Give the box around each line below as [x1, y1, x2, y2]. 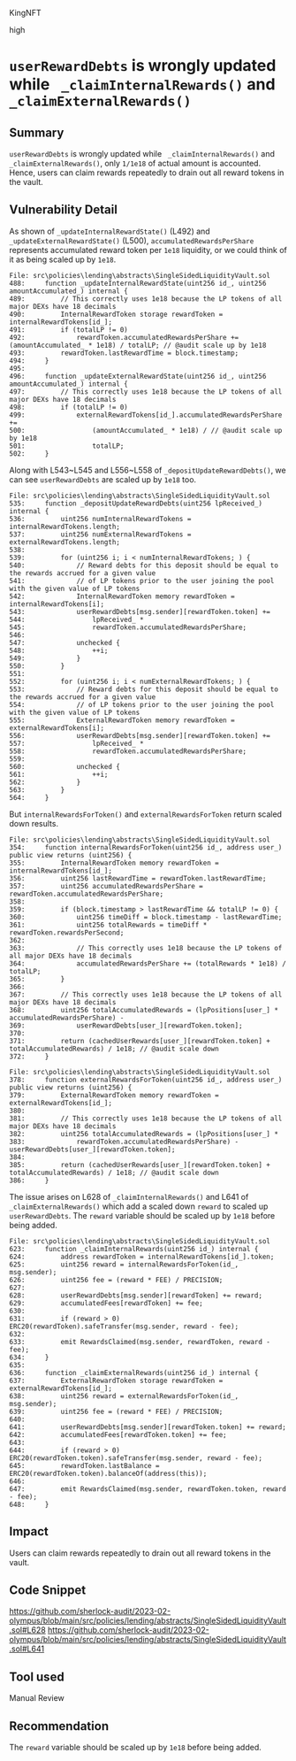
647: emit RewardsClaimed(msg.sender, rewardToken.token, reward [9, 1484, 287, 1494]
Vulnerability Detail [9, 203, 118, 218]
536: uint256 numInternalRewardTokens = [9, 514, 192, 523]
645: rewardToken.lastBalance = [9, 1461, 161, 1470]
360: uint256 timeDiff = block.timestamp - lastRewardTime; [9, 912, 283, 921]
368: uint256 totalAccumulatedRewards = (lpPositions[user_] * [9, 1005, 278, 1014]
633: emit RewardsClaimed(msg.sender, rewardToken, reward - [9, 1337, 271, 1346]
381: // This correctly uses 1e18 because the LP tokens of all [9, 1114, 283, 1123]
